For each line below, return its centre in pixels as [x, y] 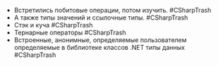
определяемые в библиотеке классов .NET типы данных [99, 47]
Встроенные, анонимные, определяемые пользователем [100, 40]
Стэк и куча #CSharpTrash [53, 25]
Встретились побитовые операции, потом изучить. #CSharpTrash [113, 10]
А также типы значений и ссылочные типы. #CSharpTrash [101, 18]
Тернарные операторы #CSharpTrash [70, 32]
